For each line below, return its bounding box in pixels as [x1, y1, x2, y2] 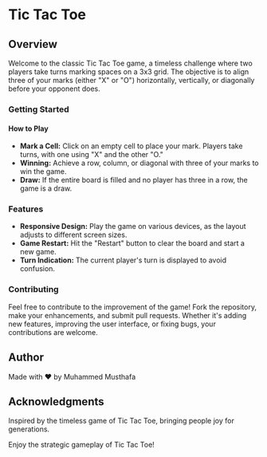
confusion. [19, 264, 56, 274]
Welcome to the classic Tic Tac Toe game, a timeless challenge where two [8, 58, 253, 68]
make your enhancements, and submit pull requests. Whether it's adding [8, 310, 247, 320]
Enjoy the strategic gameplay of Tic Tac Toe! [8, 440, 155, 450]
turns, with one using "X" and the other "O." [19, 150, 163, 160]
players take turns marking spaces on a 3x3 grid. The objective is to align [8, 67, 249, 77]
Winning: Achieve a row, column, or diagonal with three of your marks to [19, 158, 259, 168]
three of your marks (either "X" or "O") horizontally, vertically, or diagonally [8, 76, 255, 85]
